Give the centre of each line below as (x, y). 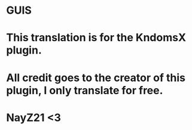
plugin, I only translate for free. (85, 90)
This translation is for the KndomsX (96, 38)
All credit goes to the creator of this (96, 78)
